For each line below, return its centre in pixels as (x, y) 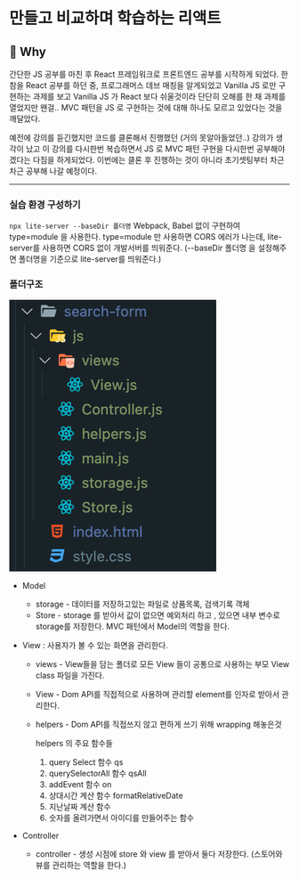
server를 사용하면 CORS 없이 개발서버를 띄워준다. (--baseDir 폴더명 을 (133, 248)
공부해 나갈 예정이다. (61, 171)
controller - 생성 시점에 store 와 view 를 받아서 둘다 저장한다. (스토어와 (159, 854)
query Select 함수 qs (86, 761)
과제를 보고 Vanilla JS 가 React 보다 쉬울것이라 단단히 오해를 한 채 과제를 (159, 96)
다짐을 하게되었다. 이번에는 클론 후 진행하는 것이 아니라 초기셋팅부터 (150, 160)
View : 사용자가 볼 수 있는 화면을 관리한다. (95, 645)
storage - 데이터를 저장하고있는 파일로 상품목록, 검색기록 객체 (142, 604)
